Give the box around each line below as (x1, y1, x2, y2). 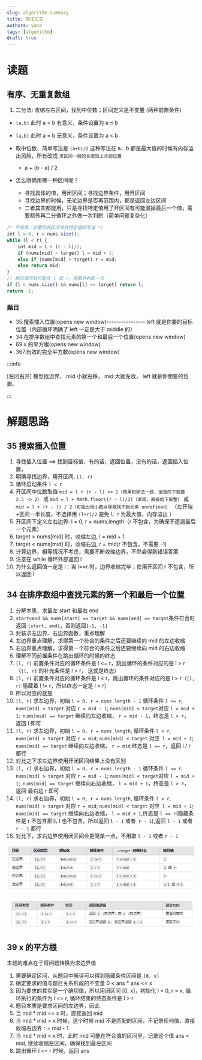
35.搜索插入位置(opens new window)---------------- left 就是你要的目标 (15, 318, 193, 326)
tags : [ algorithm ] (7, 29, 53, 35)
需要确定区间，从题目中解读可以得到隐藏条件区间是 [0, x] (15, 972, 159, 979)
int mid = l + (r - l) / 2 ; (17, 243, 83, 249)
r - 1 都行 (15, 824, 41, 832)
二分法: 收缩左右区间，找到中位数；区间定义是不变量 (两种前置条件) (15, 106, 182, 114)
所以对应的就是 (15, 689, 53, 696)
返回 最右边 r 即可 (15, 787, 59, 794)
